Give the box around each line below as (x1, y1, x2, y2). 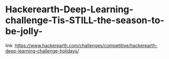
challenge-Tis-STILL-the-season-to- (5, 14, 164, 26)
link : (5, 42, 15, 48)
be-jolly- (5, 26, 43, 37)
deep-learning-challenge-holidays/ (5, 48, 79, 54)
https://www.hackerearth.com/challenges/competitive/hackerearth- (15, 42, 158, 48)
